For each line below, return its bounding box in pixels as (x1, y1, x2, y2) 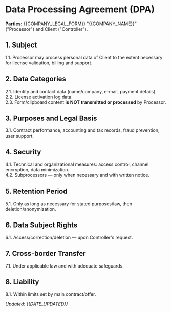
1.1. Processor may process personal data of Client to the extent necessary (5, 54, 163, 60)
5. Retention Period (5, 187, 68, 195)
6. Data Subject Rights (5, 221, 78, 230)
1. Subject (5, 41, 37, 50)
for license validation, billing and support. (5, 60, 93, 66)
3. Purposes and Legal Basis (5, 114, 97, 122)
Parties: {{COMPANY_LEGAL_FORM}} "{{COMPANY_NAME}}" (5, 20, 137, 27)
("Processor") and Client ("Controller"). (5, 26, 88, 32)
